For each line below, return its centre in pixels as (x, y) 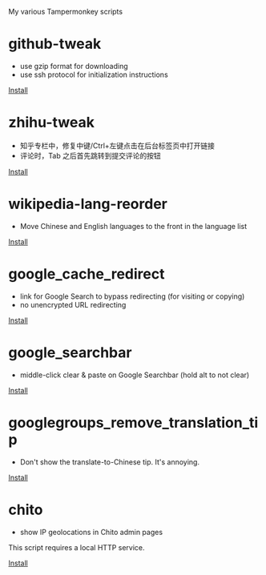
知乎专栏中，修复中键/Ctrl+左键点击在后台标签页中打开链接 (117, 145)
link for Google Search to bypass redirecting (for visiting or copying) (132, 296)
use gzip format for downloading (74, 66)
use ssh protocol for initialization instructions (94, 74)
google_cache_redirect (87, 274)
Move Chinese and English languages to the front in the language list (133, 226)
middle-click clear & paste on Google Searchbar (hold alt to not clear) (135, 375)
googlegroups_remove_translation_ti (133, 422)
